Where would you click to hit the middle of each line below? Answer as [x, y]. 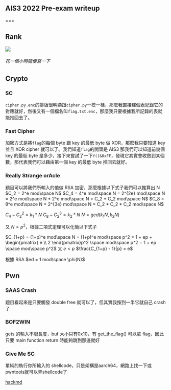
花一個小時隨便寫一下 [28, 61]
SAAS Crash [21, 290]
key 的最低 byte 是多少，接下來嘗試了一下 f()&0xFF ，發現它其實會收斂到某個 [85, 156]
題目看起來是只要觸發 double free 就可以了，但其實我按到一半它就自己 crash [86, 302]
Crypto [17, 78]
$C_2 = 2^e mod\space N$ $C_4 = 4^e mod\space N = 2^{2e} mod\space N [85, 193]
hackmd [14, 382]
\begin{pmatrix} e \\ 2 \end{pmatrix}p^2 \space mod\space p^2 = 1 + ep [81, 242]
